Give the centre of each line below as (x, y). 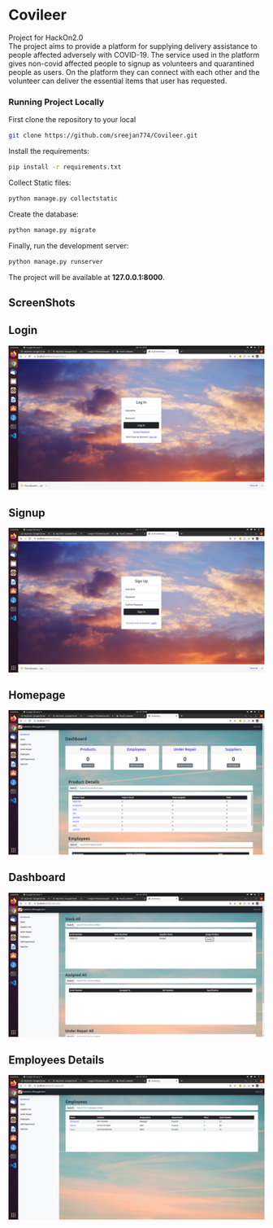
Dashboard (37, 877)
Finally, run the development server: (69, 245)
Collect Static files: (40, 182)
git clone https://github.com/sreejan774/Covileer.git (103, 136)
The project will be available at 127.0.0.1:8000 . (87, 277)
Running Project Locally (56, 102)
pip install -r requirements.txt (65, 167)
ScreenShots (42, 303)
